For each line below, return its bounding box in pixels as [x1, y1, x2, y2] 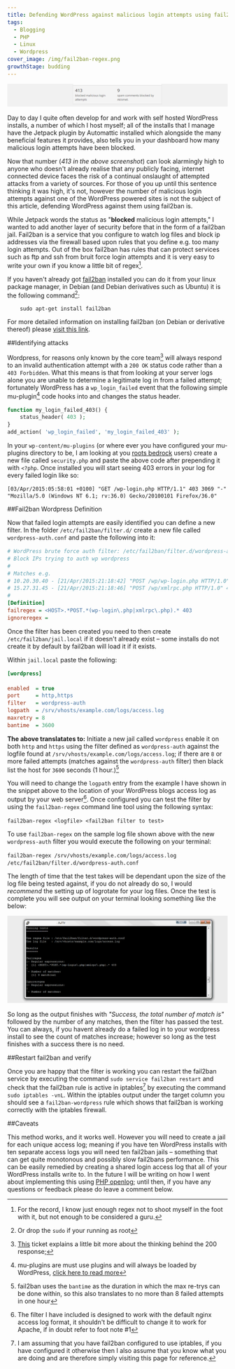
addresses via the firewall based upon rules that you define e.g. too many [7, 237, 219, 246]
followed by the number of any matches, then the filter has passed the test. [7, 1017, 224, 1026]
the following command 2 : [7, 290, 80, 300]
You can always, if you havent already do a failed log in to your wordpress [7, 1024, 220, 1033]
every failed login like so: [7, 471, 79, 480]
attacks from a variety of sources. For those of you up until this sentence [7, 179, 217, 187]
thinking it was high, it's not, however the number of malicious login [7, 187, 202, 195]
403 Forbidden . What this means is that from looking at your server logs [7, 368, 213, 377]
